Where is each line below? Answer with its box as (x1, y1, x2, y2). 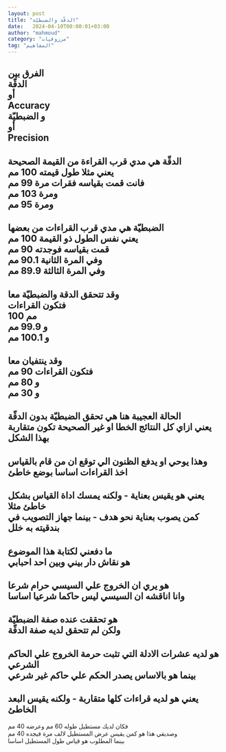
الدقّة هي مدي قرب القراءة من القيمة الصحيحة (8, 156, 182, 167)
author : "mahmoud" (8, 29, 60, 36)
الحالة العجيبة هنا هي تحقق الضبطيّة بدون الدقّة (8, 410, 181, 422)
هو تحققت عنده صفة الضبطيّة (8, 614, 118, 625)
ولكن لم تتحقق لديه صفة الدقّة (8, 625, 121, 636)
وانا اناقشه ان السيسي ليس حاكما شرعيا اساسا (8, 590, 185, 602)
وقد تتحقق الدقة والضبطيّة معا (8, 289, 120, 300)
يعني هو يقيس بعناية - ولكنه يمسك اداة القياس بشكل (8, 490, 205, 501)
